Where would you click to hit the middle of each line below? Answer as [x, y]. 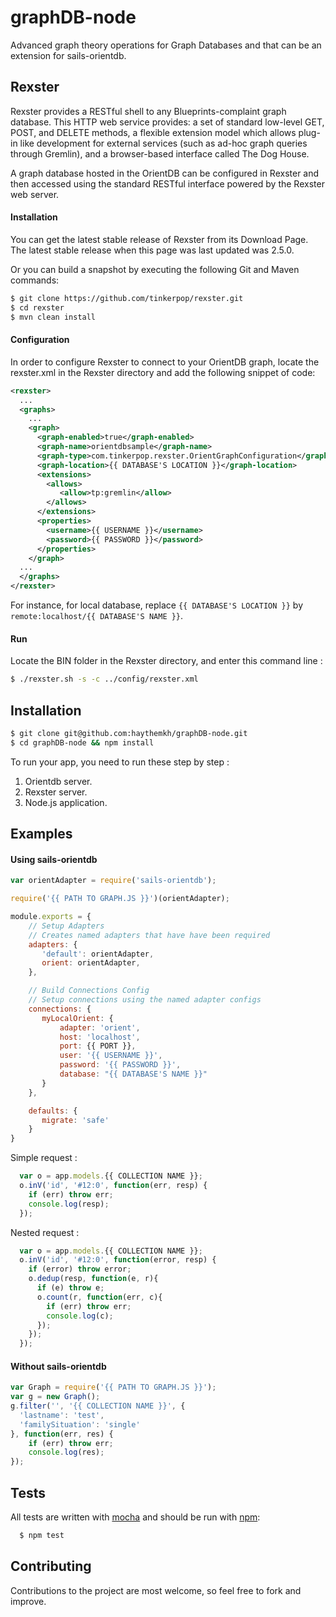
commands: [35, 280]
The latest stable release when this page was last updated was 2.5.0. [152, 250]
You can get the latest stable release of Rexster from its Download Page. [159, 239]
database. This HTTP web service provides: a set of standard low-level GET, [167, 122]
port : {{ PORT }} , [98, 1046]
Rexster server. [56, 792]
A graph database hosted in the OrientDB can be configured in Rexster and [165, 173]
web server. [35, 194]
